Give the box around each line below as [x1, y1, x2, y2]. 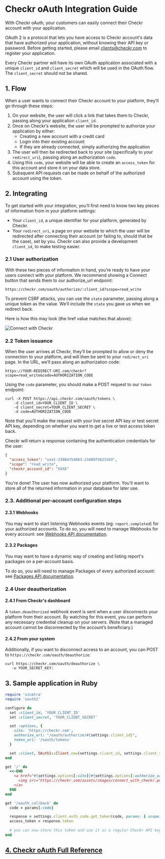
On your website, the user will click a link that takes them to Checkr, [12, 112, 150, 118]
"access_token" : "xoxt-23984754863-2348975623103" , [9, 457, 118, 463]
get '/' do [5, 764, 27, 769]
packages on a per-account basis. [5, 558, 75, 564]
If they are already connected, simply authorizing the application [19, 144, 150, 150]
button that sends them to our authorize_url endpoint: [5, 277, 113, 283]
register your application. [5, 50, 56, 56]
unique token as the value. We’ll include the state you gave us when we [5, 300, 151, 306]
